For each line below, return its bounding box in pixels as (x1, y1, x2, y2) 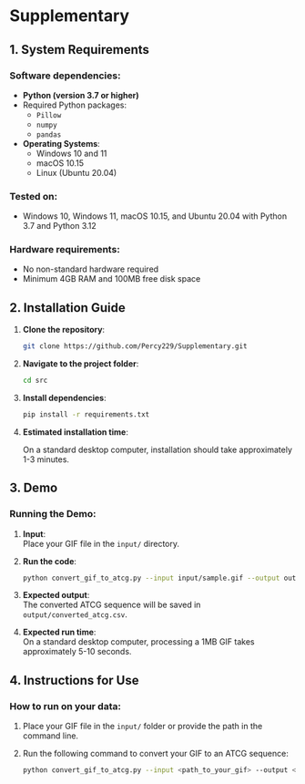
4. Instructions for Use (9, 672, 139, 688)
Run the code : (22, 555, 77, 566)
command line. (22, 730, 79, 741)
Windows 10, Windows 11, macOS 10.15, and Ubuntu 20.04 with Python (22, 211, 288, 222)
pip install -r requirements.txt (22, 410, 150, 419)
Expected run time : (22, 626, 97, 638)
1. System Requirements (9, 42, 150, 57)
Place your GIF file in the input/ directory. (22, 538, 180, 549)
